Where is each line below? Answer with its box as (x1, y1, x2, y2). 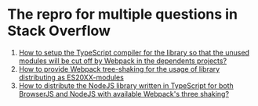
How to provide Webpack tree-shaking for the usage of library (18, 64, 220, 73)
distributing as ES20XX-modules (18, 72, 125, 82)
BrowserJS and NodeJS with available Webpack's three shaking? (18, 89, 229, 98)
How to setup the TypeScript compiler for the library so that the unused (18, 48, 250, 57)
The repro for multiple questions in (7, 5, 238, 23)
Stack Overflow (7, 22, 111, 40)
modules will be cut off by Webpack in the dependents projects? (18, 56, 227, 65)
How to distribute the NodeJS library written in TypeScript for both (18, 80, 234, 90)
